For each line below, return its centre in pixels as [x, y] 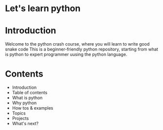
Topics [19, 113]
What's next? [25, 124]
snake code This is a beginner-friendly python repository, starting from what [81, 49]
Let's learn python [43, 8]
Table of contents [30, 93]
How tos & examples [33, 108]
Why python [24, 103]
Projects [20, 118]
